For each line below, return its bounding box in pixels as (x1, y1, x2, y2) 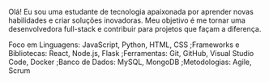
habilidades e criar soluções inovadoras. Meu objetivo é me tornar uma (8, 15, 246, 25)
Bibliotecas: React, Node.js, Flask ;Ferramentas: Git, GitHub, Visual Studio (8, 49, 254, 58)
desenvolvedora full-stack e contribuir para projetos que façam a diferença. (8, 24, 262, 33)
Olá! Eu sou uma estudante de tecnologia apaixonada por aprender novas (8, 7, 254, 16)
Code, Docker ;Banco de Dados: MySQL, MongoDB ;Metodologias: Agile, (8, 57, 253, 67)
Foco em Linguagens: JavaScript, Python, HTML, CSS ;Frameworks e (8, 40, 240, 50)
